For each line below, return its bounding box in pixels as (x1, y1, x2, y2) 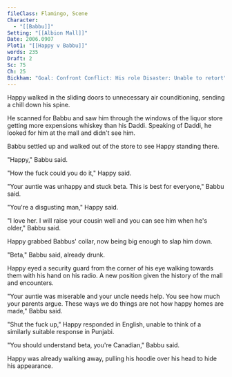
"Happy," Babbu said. (7, 156, 68, 164)
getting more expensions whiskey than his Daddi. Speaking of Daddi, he (7, 122, 212, 130)
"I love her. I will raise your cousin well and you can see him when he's (7, 217, 208, 225)
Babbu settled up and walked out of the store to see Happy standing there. (7, 142, 220, 151)
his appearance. (7, 362, 53, 370)
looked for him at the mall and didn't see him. (7, 129, 136, 137)
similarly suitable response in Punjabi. (7, 328, 115, 336)
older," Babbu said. (7, 224, 61, 232)
